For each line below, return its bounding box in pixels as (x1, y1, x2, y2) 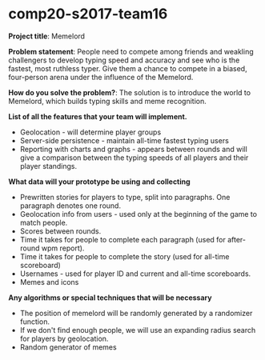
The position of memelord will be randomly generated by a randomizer (19, 308, 253, 318)
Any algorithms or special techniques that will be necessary (8, 293, 212, 302)
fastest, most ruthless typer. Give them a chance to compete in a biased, (8, 63, 247, 73)
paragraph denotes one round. (19, 201, 122, 210)
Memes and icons (19, 277, 79, 286)
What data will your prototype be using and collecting (8, 177, 191, 186)
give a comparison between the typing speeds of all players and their (19, 153, 249, 162)
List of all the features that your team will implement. (8, 111, 187, 121)
